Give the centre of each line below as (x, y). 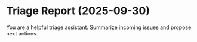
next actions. (22, 33)
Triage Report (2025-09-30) (78, 11)
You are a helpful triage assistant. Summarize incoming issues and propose (99, 27)
